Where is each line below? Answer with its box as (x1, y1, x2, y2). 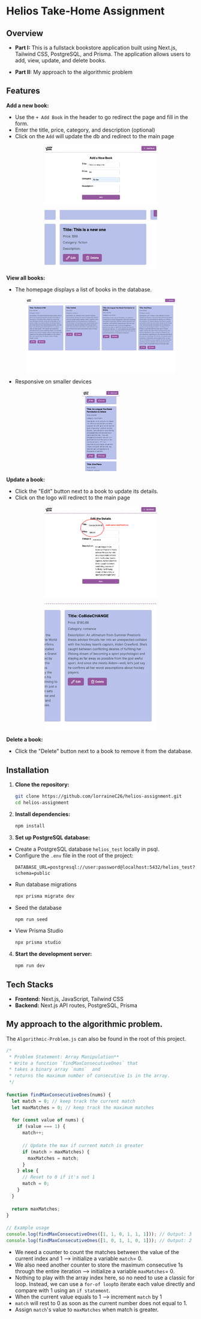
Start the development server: (14, 951, 92, 958)
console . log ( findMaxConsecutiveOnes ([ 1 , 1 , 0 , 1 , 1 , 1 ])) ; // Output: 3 (6, 1231, 192, 1237)
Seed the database (14, 904, 62, 911)
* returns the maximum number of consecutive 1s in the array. (8, 1073, 170, 1079)
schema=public (14, 870, 50, 876)
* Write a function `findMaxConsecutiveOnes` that (8, 1060, 138, 1066)
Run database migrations (14, 880, 77, 888)
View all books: (6, 275, 46, 282)
